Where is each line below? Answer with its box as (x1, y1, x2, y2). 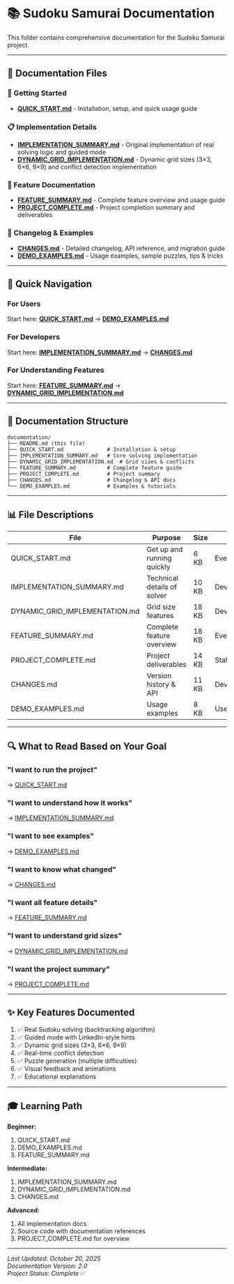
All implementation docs (17, 1219, 87, 1228)
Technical (146, 573, 179, 583)
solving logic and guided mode (17, 148, 107, 156)
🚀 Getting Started (7, 88, 68, 98)
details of (146, 582, 178, 592)
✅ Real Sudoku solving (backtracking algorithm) (17, 1025, 155, 1033)
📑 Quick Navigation (7, 278, 93, 290)
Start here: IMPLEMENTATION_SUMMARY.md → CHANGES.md (7, 348, 193, 356)
